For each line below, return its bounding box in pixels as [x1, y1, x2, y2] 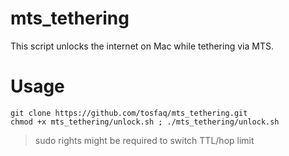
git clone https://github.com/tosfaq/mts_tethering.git [10, 108, 248, 118]
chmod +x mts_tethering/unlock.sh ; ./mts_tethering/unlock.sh [10, 117, 280, 127]
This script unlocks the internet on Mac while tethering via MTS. [10, 40, 274, 52]
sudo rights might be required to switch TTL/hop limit [34, 134, 255, 146]
